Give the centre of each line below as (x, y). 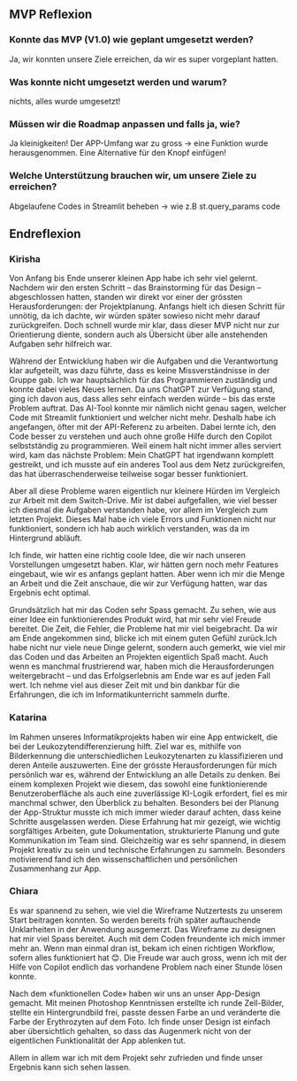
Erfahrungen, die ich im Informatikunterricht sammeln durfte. (119, 694)
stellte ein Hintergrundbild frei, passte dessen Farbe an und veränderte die (145, 1012)
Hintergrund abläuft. (46, 538)
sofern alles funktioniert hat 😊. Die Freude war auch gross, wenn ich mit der (148, 957)
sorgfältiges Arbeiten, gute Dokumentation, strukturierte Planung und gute (145, 831)
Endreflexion (45, 234)
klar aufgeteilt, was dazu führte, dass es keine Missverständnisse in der (140, 371)
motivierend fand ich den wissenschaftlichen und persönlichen (124, 859)
